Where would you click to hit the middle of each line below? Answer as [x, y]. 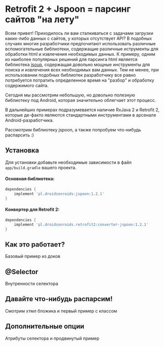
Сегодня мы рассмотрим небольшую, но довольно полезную [70, 95]
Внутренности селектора [32, 283]
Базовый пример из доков [33, 256]
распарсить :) [20, 135]
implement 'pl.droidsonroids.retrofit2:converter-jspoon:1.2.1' [81, 224]
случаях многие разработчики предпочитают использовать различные [81, 43]
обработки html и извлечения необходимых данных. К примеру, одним [80, 54]
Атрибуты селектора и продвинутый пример [52, 338]
